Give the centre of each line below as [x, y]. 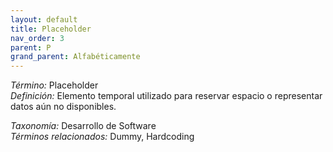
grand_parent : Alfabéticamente [75, 57]
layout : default [44, 19]
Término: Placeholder [54, 85]
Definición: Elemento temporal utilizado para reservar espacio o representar [166, 96]
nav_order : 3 [37, 38]
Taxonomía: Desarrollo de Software [83, 126]
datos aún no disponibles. [63, 107]
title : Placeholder [51, 29]
